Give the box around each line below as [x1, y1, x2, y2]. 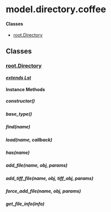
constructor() [6, 98, 35, 104]
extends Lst [6, 75, 32, 81]
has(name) [6, 149, 30, 155]
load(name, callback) [6, 137, 52, 143]
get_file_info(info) [6, 201, 45, 207]
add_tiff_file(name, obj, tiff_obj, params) [6, 175, 94, 181]
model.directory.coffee [6, 4, 106, 15]
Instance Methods [6, 86, 45, 92]
